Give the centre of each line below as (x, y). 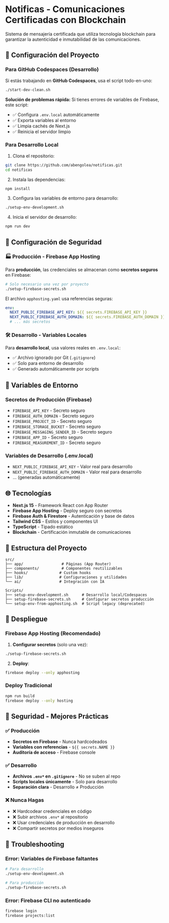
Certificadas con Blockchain (66, 20)
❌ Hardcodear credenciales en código (52, 811)
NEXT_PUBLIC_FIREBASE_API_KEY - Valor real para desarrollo (72, 467)
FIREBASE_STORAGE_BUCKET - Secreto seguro (57, 426)
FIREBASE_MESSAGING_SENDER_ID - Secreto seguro (62, 432)
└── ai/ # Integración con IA (55, 582)
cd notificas (19, 170)
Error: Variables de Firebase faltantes (52, 859)
